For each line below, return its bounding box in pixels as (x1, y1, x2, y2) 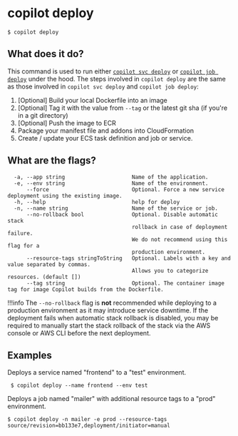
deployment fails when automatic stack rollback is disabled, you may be (7, 313, 219, 322)
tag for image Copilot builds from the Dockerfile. (7, 285, 164, 293)
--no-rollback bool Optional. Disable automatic (26, 211, 219, 218)
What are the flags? (7, 155, 96, 167)
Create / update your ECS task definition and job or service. (17, 133, 193, 142)
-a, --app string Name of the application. (14, 173, 209, 181)
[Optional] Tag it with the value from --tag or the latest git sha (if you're (17, 103, 228, 112)
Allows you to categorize (131, 267, 209, 274)
